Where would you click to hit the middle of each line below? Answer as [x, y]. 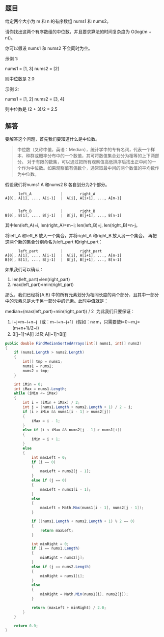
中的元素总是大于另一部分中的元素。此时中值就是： [57, 301]
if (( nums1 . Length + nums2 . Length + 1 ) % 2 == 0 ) [83, 521]
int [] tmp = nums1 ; [43, 362]
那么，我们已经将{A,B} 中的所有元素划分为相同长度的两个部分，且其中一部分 [82, 294]
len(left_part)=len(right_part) [41, 279]
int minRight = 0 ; [50, 544]
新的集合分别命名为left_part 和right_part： [60, 242]
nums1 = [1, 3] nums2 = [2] [32, 68]
